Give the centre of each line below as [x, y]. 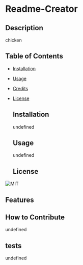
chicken [13, 40]
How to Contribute [35, 218]
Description [24, 28]
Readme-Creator [41, 9]
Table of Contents [34, 56]
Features [20, 200]
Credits [20, 88]
